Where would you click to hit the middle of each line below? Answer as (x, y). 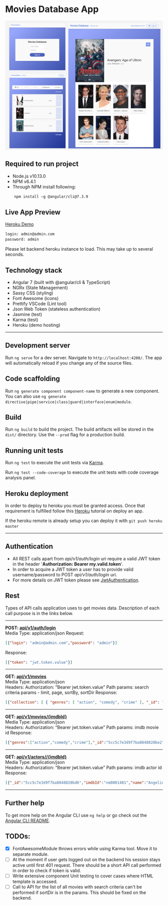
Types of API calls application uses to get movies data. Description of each (82, 608)
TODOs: (18, 836)
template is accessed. (35, 881)
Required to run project (42, 164)
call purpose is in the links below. (39, 613)
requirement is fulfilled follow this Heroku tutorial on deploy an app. (74, 511)
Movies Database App (52, 9)
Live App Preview (33, 212)
